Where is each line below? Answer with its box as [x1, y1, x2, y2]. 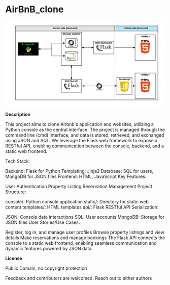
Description [5, 111, 31, 117]
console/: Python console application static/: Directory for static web [5, 198, 149, 204]
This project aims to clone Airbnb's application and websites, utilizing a [5, 121, 154, 127]
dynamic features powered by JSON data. [5, 245, 93, 251]
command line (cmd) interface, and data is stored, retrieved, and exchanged [5, 132, 164, 138]
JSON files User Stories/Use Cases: [5, 219, 80, 225]
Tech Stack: [5, 158, 30, 164]
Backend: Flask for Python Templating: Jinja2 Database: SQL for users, [5, 168, 154, 174]
